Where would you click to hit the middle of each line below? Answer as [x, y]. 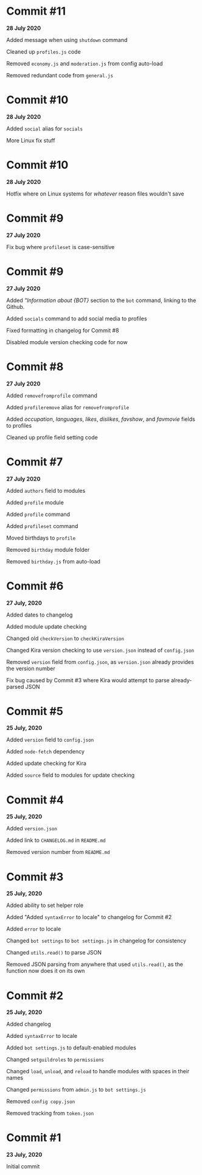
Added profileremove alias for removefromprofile [68, 407]
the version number [31, 668]
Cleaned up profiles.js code [44, 51]
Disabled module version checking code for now [67, 342]
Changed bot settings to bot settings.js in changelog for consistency [96, 941]
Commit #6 [35, 586]
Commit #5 [35, 711]
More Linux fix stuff [31, 140]
